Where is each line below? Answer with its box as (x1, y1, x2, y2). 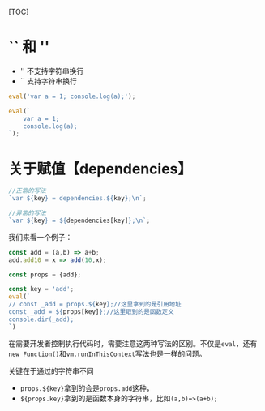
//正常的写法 (8, 186, 46, 195)
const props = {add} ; (8, 271, 82, 279)
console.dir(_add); (8, 315, 75, 323)
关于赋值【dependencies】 (8, 160, 193, 178)
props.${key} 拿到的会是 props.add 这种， (19, 383, 154, 392)
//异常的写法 (8, 209, 46, 217)
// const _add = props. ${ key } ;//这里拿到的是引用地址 (8, 300, 182, 309)
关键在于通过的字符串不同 (8, 366, 94, 375)
